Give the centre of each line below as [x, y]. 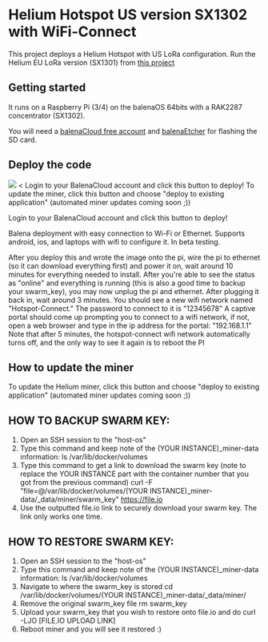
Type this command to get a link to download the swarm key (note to [133, 466]
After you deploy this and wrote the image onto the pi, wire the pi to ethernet [134, 257]
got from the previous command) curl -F [86, 483]
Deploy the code [50, 165]
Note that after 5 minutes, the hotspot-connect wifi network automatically [129, 333]
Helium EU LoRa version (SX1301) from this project [92, 63]
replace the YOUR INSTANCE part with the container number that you [134, 474]
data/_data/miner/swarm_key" [70, 499]
